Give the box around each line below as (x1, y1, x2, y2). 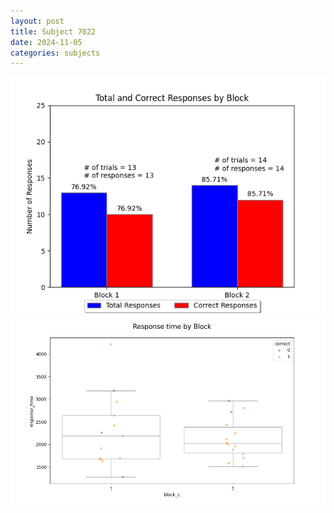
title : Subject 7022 (10, 26, 97, 37)
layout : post (10, 16, 65, 26)
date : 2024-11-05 (10, 37, 83, 47)
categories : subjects (10, 48, 101, 58)
